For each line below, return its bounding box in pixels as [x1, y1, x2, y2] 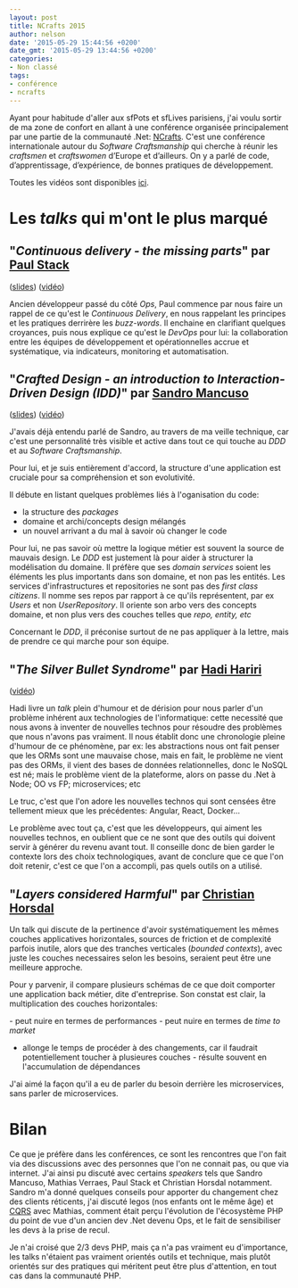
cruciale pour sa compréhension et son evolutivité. [9, 472, 195, 483]
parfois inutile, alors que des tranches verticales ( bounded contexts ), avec [9, 943, 283, 954]
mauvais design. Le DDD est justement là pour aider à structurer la [9, 552, 253, 563]
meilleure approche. [9, 962, 83, 972]
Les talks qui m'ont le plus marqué [9, 208, 269, 228]
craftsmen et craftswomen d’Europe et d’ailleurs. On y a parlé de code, [9, 150, 269, 161]
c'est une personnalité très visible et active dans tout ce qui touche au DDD [9, 436, 286, 447]
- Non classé [9, 63, 58, 72]
